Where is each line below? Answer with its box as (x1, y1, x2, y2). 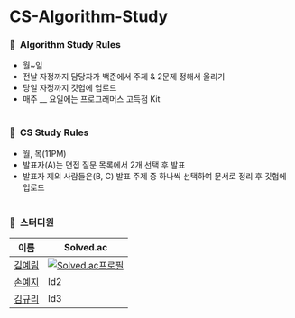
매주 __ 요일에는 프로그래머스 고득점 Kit (22, 94, 161, 104)
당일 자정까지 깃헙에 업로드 (22, 83, 117, 94)
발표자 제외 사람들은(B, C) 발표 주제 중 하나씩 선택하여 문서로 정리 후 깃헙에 (22, 170, 287, 181)
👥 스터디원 (9, 216, 54, 229)
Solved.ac (63, 241, 108, 254)
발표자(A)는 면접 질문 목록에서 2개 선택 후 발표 (22, 159, 186, 170)
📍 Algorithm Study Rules (9, 39, 122, 51)
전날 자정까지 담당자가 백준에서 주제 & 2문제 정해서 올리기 (22, 71, 226, 82)
